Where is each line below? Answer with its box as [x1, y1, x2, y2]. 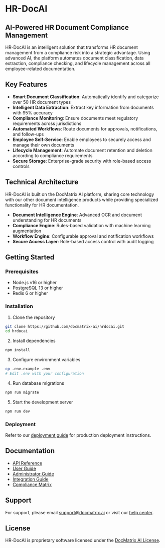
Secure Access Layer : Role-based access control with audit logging [12, 238, 154, 244]
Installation [5, 303, 34, 310]
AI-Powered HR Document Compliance [5, 23, 129, 32]
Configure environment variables [12, 357, 81, 363]
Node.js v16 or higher [12, 280, 57, 286]
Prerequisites [5, 268, 39, 275]
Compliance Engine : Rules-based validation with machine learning [12, 222, 151, 228]
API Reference [12, 460, 43, 466]
